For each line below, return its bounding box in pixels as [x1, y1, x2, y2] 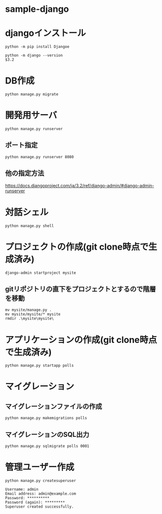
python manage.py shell [5, 223, 54, 228]
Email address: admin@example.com [5, 491, 77, 496]
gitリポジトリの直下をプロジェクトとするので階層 [5, 285, 157, 293]
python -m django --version [5, 53, 63, 58]
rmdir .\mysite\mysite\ [5, 316, 54, 321]
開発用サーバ [5, 110, 57, 121]
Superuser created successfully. [5, 504, 74, 509]
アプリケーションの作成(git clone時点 [5, 334, 157, 345]
